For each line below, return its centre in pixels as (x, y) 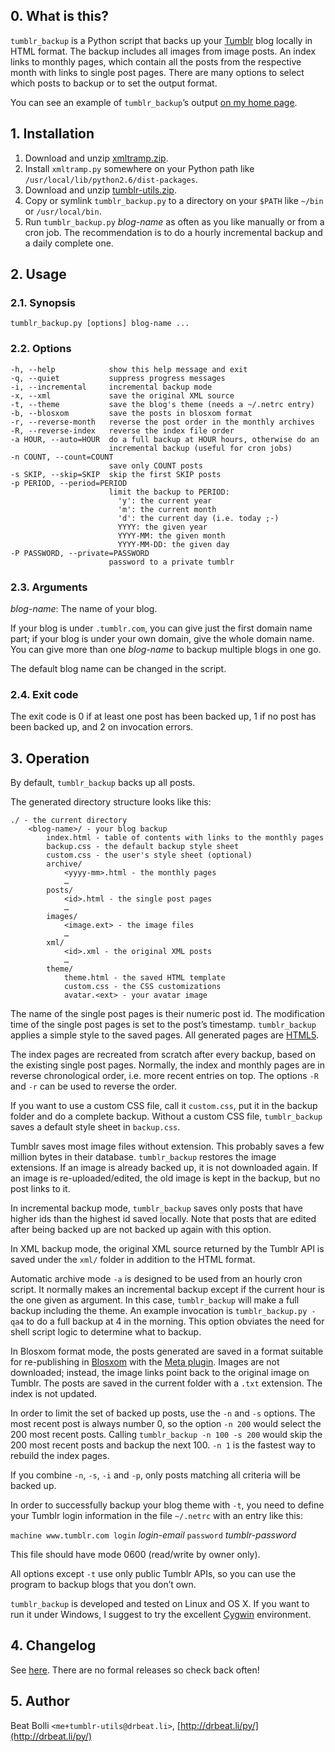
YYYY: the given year (162, 527)
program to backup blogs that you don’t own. (103, 1585)
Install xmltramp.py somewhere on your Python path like (139, 168)
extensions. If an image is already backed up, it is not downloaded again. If (164, 1168)
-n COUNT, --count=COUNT (62, 457)
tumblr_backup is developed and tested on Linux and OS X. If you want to (160, 1604)
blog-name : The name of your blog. (84, 608)
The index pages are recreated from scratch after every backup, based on (163, 1055)
